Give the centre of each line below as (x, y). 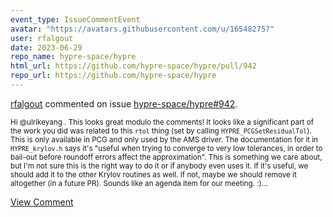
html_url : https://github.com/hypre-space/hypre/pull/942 (133, 66)
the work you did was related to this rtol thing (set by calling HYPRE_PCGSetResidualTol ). (161, 131)
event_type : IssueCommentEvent (75, 19)
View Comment (42, 202)
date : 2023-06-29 (46, 47)
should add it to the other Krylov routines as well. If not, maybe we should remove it (153, 174)
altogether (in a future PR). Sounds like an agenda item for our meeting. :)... (139, 183)
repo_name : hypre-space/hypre (73, 57)
